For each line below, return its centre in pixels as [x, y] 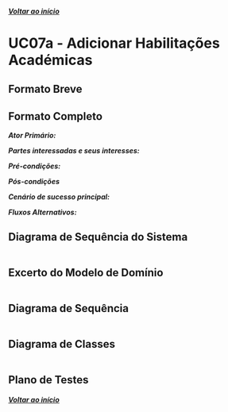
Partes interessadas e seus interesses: [74, 150]
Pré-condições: [35, 166]
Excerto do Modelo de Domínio [86, 273]
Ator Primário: [32, 135]
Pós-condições [34, 181]
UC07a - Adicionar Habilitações [114, 43]
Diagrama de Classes [62, 344]
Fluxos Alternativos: [43, 212]
